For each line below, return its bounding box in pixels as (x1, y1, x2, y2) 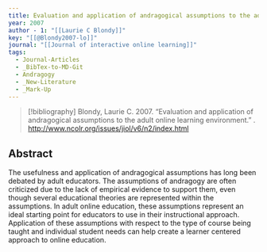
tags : (8, 48, 26, 56)
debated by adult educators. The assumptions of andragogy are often (8, 176, 237, 186)
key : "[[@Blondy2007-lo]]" (8, 33, 98, 42)
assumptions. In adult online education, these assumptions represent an (8, 201, 244, 211)
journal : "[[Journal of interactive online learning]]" (8, 41, 197, 49)
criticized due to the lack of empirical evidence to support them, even (8, 185, 236, 194)
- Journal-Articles (15, 56, 80, 64)
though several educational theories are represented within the (8, 193, 215, 203)
